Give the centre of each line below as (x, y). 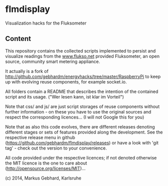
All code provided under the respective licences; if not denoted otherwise (81, 157)
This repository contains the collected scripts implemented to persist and (80, 50)
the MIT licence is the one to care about (46, 163)
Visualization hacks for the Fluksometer (46, 23)
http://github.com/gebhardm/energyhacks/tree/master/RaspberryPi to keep (83, 76)
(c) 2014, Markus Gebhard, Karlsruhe (43, 178)
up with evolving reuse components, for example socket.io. (66, 81)
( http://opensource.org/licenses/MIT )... (45, 168)
